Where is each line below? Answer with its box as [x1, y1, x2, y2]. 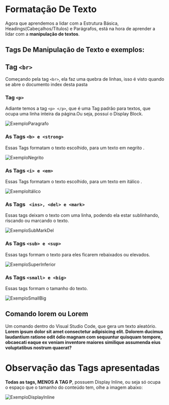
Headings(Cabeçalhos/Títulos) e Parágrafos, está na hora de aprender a [5, 25, 155, 31]
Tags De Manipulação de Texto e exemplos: [5, 45, 145, 54]
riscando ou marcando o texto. [5, 218, 69, 224]
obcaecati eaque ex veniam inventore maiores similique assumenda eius [5, 339, 161, 345]
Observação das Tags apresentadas [5, 362, 160, 374]
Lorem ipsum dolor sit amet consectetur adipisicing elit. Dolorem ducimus [5, 328, 163, 334]
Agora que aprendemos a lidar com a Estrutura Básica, [5, 20, 119, 26]
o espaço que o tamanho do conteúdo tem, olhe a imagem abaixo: [5, 384, 143, 390]
